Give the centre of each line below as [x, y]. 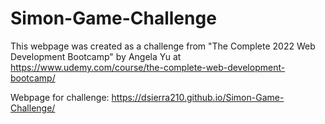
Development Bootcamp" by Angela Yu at [96, 56]
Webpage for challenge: [60, 97]
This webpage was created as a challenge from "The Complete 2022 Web [163, 46]
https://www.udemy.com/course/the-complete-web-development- [148, 67]
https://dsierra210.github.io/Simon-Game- [198, 97]
